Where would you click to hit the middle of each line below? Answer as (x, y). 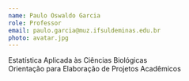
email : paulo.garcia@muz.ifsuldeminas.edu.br (84, 30)
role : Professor (35, 23)
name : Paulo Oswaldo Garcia (55, 15)
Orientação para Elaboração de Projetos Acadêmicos (95, 69)
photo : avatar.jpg (38, 38)
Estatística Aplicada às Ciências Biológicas (78, 60)
